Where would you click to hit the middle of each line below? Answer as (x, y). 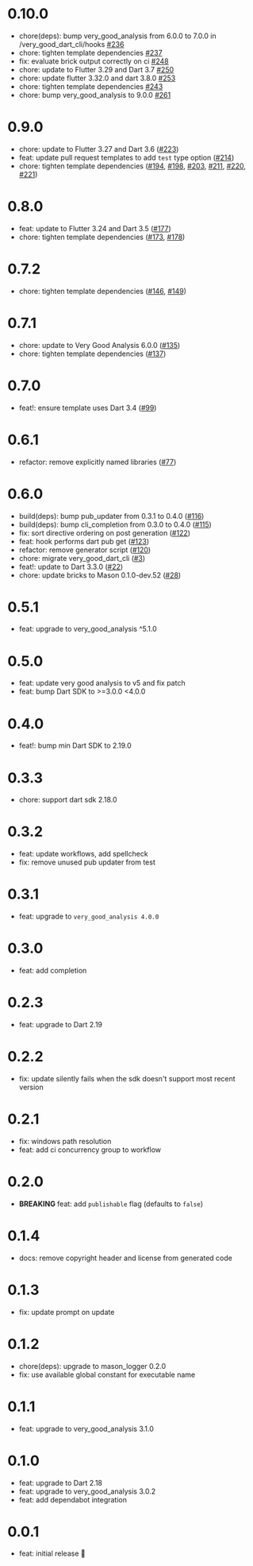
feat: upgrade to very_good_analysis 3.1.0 (86, 1429)
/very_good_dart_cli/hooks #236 (71, 44)
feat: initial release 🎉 (52, 1553)
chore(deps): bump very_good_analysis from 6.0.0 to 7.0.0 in (118, 36)
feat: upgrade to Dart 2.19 (61, 1025)
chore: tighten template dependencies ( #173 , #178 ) (102, 237)
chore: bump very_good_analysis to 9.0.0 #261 (95, 95)
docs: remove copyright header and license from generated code (126, 1258)
